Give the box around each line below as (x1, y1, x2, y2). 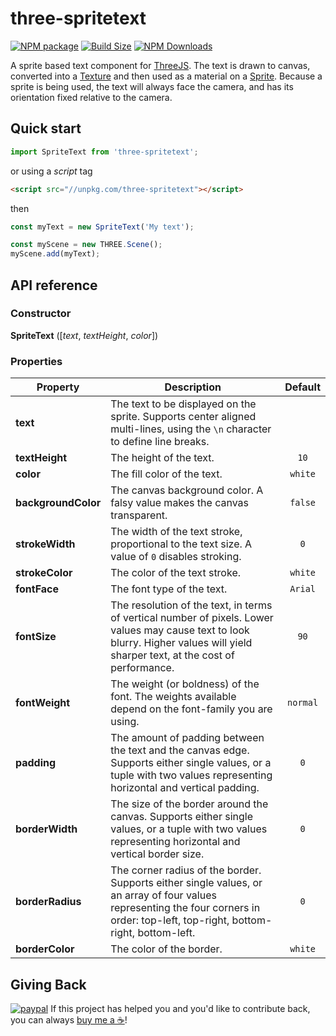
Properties (10, 354, 63, 368)
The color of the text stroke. (110, 566, 242, 580)
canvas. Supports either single (110, 810, 254, 824)
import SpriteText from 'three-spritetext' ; (10, 147, 199, 157)
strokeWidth (15, 537, 76, 551)
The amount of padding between (110, 731, 265, 745)
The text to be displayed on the (110, 397, 257, 411)
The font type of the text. (110, 582, 228, 596)
